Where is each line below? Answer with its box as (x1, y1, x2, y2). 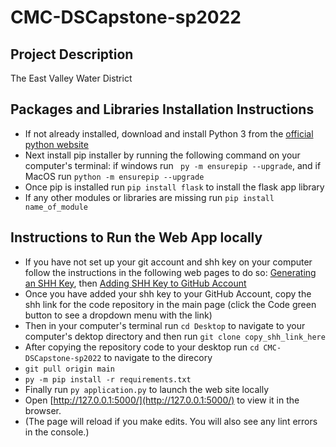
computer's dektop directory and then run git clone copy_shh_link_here (24, 330, 326, 342)
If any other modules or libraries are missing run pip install (24, 191, 275, 203)
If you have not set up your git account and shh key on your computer (24, 256, 313, 268)
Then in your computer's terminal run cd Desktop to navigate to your (24, 319, 306, 331)
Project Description (10, 46, 134, 63)
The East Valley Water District (10, 72, 133, 84)
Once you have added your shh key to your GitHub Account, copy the (24, 287, 312, 300)
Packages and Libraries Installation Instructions (10, 101, 315, 118)
